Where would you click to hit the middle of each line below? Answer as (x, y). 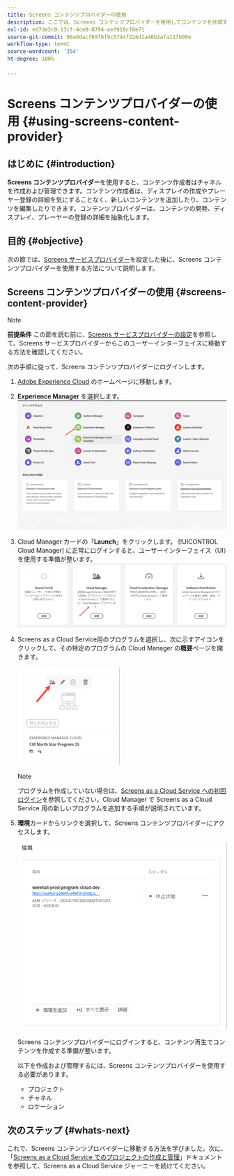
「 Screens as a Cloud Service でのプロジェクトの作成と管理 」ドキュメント (115, 1157)
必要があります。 (48, 1074)
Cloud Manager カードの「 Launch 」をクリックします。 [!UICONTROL (117, 542)
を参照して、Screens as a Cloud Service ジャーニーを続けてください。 (108, 1166)
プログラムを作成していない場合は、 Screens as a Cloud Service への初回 (122, 790)
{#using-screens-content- (101, 121)
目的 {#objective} (46, 241)
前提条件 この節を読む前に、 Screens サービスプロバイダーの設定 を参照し (112, 334)
